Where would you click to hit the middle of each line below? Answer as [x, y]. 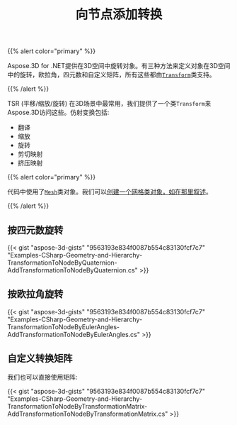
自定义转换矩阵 [40, 359]
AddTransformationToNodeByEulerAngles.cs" [74, 334]
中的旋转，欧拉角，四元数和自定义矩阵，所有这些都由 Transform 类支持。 [111, 74]
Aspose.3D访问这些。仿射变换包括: [58, 112]
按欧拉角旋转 [35, 294]
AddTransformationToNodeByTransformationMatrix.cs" [88, 414]
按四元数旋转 [35, 230]
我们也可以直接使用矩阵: [42, 377]
